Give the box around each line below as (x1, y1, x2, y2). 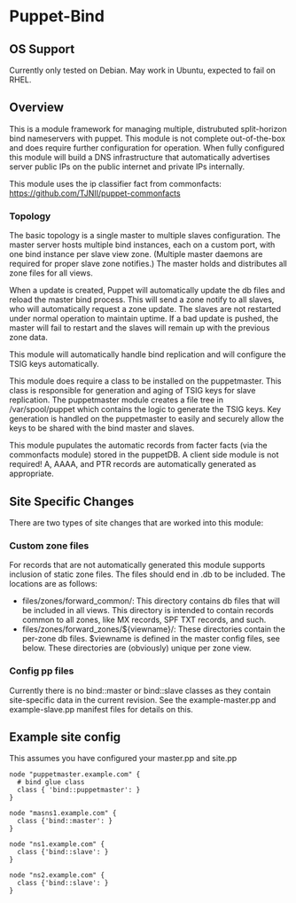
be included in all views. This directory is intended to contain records (21, 605, 275, 616)
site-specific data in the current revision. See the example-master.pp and (9, 694, 277, 705)
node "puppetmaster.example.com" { (9, 770, 141, 779)
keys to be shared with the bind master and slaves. (9, 423, 195, 433)
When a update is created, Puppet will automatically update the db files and (9, 285, 285, 296)
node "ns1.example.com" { (9, 840, 105, 849)
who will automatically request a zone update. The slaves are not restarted (9, 304, 282, 315)
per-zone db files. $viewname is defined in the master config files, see (21, 634, 281, 644)
